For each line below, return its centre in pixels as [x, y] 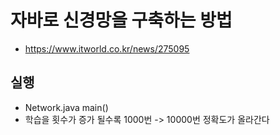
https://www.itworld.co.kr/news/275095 [107, 48]
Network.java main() [66, 107]
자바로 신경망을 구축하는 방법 [121, 20]
